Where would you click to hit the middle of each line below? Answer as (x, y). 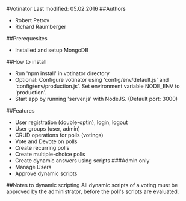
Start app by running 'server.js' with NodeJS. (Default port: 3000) (96, 99)
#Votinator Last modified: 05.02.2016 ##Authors (66, 9)
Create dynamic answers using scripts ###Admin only (82, 161)
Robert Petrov (32, 20)
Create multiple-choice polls (50, 154)
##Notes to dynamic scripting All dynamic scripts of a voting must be (92, 185)
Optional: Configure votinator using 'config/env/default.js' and (92, 80)
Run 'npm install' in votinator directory (62, 73)
